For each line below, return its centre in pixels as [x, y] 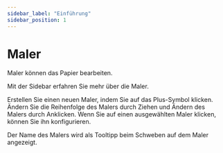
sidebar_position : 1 [37, 20]
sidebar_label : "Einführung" [49, 13]
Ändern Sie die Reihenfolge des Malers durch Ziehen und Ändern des [106, 107]
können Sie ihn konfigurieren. [49, 122]
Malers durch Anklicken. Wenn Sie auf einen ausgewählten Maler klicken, [112, 114]
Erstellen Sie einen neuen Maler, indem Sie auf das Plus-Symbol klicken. [110, 100]
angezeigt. [22, 143]
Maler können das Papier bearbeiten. [60, 73]
